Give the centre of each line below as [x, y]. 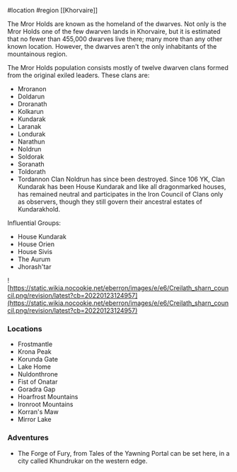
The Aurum [34, 259]
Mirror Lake [34, 420]
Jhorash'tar [34, 267]
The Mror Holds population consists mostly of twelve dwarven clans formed [118, 68]
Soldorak [31, 156]
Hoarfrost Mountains [48, 397]
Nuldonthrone [37, 374]
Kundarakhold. [39, 209]
